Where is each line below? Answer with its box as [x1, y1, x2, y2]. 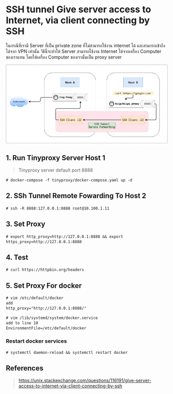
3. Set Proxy [6, 220, 46, 229]
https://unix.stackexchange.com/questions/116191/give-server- [18, 378, 152, 384]
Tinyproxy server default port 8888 [18, 167, 93, 173]
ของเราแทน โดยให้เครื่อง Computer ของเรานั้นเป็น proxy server [6, 54, 122, 60]
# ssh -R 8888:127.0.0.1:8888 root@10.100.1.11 [6, 205, 110, 211]
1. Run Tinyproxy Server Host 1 [6, 153, 106, 162]
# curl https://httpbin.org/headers [6, 267, 84, 273]
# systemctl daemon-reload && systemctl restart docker [6, 350, 128, 355]
